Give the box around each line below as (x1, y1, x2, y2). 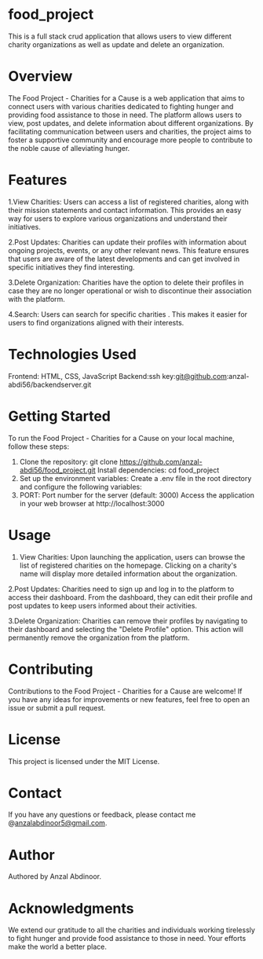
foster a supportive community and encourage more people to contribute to (8, 135, 253, 145)
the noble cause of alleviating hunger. (8, 143, 130, 152)
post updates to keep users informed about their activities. (8, 601, 198, 610)
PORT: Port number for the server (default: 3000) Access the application (19, 490, 255, 500)
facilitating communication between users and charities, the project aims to (8, 127, 252, 136)
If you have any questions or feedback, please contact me (8, 810, 196, 819)
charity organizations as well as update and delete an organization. (8, 39, 225, 49)
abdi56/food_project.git (19, 465, 96, 475)
